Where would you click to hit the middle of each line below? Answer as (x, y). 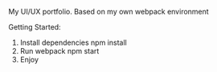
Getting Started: (35, 27)
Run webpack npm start (59, 51)
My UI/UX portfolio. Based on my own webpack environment (108, 12)
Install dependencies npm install (73, 42)
